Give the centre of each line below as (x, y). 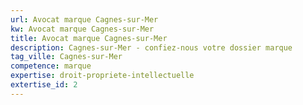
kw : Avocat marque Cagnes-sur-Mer (82, 29)
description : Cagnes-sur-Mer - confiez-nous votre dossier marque (151, 47)
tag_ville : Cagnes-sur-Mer (66, 57)
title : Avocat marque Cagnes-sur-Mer (89, 38)
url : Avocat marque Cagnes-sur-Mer (84, 19)
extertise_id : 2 (44, 85)
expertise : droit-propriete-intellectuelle (102, 76)
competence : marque (51, 66)
